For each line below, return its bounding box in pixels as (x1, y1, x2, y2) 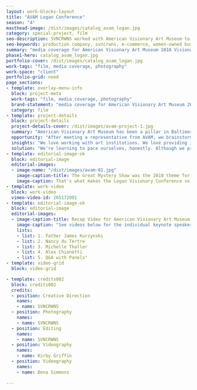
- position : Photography (11, 309, 72, 315)
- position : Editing (11, 325, 62, 331)
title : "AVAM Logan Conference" (6, 14, 85, 20)
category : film (11, 107, 49, 113)
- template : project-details (6, 112, 77, 118)
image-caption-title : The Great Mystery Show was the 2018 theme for (16, 173, 191, 179)
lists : (16, 227, 33, 233)
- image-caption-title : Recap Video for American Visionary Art (11, 216, 172, 222)
